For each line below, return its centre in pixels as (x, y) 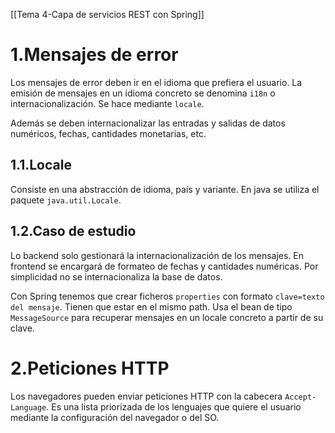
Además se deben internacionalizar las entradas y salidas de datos (148, 123)
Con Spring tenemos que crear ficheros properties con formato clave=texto (167, 296)
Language (28, 407)
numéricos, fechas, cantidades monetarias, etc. (108, 133)
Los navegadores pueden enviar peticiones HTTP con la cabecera (146, 396)
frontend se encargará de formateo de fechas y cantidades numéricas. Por (164, 266)
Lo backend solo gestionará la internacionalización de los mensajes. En (157, 255)
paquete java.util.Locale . (66, 200)
